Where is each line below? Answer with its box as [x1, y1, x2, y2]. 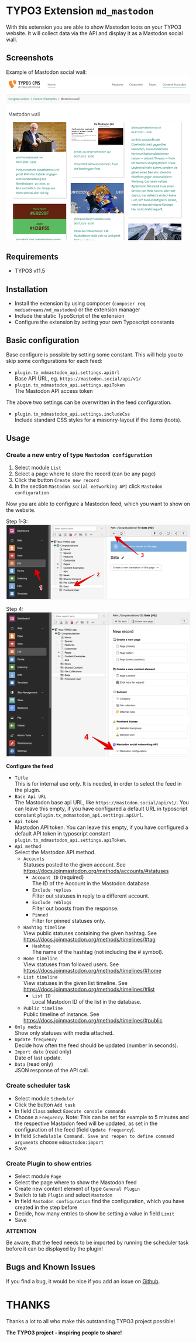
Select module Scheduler [14, 1095, 75, 1102]
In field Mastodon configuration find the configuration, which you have [14, 1198, 185, 1204]
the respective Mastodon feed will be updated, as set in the [14, 1120, 158, 1127]
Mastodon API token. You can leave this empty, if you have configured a [14, 824, 188, 831]
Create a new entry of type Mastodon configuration [6, 451, 153, 459]
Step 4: [6, 606, 24, 613]
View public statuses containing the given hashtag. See [23, 930, 157, 937]
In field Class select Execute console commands [14, 1107, 126, 1115]
